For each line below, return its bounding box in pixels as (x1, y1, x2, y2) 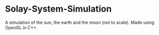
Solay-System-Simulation (5, 3, 112, 15)
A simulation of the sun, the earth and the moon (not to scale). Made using (5, 19, 155, 25)
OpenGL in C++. (5, 24, 38, 30)
